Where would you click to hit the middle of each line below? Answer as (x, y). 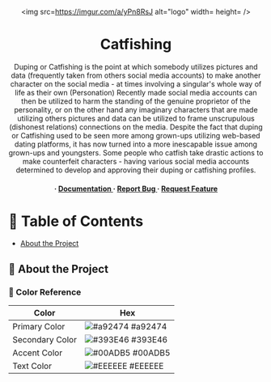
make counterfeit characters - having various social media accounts (136, 161)
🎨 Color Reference (45, 292)
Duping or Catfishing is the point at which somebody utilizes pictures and (136, 66)
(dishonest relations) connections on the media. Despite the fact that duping (136, 127)
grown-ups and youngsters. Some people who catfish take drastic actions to (136, 152)
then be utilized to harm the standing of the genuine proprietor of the (136, 101)
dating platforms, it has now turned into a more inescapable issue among (136, 144)
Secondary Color (44, 340)
